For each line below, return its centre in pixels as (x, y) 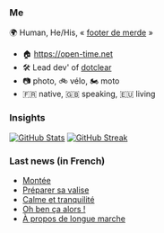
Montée (36, 180)
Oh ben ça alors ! (54, 209)
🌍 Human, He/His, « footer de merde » (82, 32)
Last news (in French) (57, 161)
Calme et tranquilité (58, 199)
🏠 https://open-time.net (68, 54)
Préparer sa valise (56, 190)
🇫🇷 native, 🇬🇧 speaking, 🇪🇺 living (89, 94)
